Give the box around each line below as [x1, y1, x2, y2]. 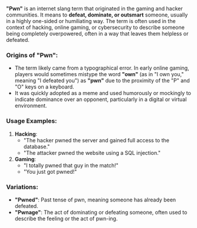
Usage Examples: [6, 117, 57, 125]
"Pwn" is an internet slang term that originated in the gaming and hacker [6, 5, 183, 12]
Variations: [6, 183, 38, 191]
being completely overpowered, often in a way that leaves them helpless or [6, 30, 189, 37]
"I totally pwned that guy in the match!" [23, 162, 119, 169]
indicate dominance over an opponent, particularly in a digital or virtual [14, 96, 187, 103]
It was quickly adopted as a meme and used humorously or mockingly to [14, 90, 192, 97]
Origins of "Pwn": [6, 51, 58, 59]
